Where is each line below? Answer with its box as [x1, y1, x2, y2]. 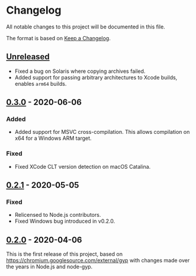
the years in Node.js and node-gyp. [6, 263, 93, 270]
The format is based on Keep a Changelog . [6, 34, 111, 41]
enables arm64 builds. [14, 80, 67, 87]
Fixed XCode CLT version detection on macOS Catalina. [14, 163, 151, 170]
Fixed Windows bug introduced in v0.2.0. [14, 217, 115, 225]
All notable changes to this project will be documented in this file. [6, 23, 166, 30]
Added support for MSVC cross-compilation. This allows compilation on [14, 129, 190, 136]
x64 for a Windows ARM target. [14, 134, 92, 142]
